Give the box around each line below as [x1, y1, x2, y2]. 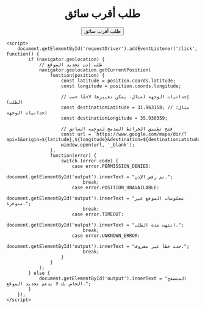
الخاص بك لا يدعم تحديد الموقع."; [6, 280, 92, 287]
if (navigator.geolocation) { [28, 56, 105, 62]
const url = [60, 131, 92, 137]
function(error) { [49, 152, 97, 159]
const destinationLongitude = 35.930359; [60, 115, 168, 121]
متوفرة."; [6, 200, 32, 206]
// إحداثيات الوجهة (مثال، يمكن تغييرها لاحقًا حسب [60, 93, 190, 100]
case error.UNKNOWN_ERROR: [71, 233, 140, 239]
